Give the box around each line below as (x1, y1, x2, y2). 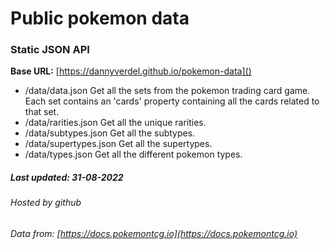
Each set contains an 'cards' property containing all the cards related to (24, 95, 320, 107)
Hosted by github (10, 197, 82, 209)
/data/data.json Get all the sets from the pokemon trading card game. (24, 85, 311, 97)
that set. (24, 106, 60, 118)
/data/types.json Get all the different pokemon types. (24, 148, 243, 161)
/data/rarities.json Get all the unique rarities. (24, 117, 207, 129)
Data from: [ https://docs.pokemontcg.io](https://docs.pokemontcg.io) (10, 228, 298, 240)
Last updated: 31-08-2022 (10, 172, 124, 184)
